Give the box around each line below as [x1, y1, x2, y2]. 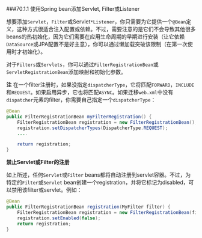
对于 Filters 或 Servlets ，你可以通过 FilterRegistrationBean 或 [6, 61, 159, 68]
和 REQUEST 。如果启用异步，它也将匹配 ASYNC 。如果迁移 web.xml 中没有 [6, 89, 174, 96]
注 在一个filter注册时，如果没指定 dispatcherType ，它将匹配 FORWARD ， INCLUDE [6, 81, 195, 88]
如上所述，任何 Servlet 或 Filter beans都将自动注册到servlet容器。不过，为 [6, 171, 191, 178]
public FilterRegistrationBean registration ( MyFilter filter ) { [6, 204, 171, 210]
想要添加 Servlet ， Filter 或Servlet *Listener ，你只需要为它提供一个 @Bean [6, 18, 186, 25]
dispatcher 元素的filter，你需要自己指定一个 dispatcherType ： [6, 96, 156, 103]
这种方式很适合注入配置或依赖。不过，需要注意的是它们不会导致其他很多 [16, 26, 196, 32]
